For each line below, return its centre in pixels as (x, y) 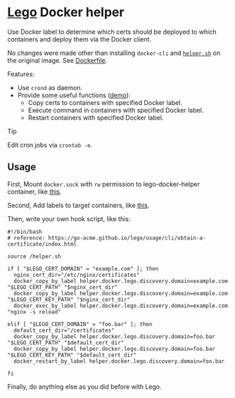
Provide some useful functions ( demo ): (74, 95)
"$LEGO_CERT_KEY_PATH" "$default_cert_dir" (72, 355)
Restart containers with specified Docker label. (96, 118)
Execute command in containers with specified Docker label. (116, 110)
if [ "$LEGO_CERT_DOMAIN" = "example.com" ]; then (83, 268)
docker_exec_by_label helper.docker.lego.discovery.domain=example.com (121, 306)
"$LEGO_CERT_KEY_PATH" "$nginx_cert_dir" (69, 299)
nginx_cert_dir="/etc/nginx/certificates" (77, 275)
